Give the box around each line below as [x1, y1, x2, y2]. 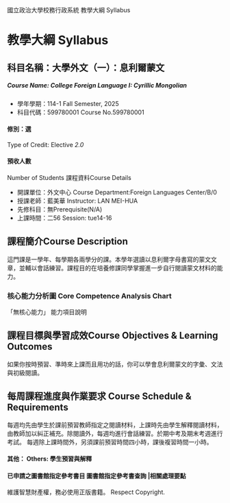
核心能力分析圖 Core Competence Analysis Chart [7, 291, 172, 300]
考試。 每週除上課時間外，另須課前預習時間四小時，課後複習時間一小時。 [7, 437, 213, 446]
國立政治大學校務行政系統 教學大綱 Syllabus [7, 6, 131, 14]
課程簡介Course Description [7, 235, 128, 248]
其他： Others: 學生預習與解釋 [7, 454, 92, 463]
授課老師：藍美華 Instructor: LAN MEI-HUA [16, 196, 138, 205]
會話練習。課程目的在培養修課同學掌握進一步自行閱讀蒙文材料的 [36, 263, 217, 272]
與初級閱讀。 [7, 368, 43, 376]
